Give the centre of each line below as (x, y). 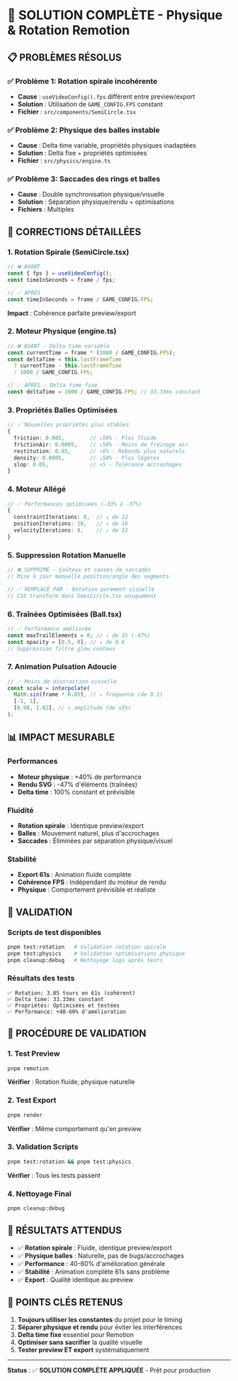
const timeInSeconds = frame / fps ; (61, 280)
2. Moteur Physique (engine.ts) (62, 332)
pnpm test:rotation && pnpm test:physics (69, 1162)
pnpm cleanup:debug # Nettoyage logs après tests (85, 960)
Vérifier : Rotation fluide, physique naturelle (71, 1082)
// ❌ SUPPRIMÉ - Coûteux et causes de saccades (79, 570)
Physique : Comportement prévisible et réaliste (86, 890)
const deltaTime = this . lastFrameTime (64, 359)
